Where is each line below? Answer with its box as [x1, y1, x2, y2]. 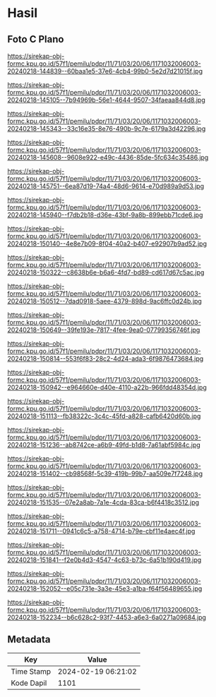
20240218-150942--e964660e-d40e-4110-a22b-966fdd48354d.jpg [7, 384, 207, 391]
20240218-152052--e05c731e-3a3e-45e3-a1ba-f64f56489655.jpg [7, 584, 203, 592]
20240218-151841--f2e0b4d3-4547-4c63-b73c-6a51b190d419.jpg [7, 555, 202, 564]
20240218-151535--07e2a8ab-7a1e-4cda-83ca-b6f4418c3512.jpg [7, 498, 200, 507]
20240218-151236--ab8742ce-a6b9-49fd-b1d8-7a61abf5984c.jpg [7, 441, 201, 449]
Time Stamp [11, 667, 52, 676]
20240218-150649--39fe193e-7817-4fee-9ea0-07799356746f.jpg [7, 326, 200, 334]
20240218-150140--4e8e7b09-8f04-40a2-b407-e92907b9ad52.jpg [7, 239, 207, 248]
